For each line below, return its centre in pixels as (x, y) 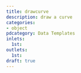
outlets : (17, 50)
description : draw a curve (39, 17)
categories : (21, 22)
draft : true (21, 61)
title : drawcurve (27, 11)
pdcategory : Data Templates (41, 34)
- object (17, 28)
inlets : (16, 39)
